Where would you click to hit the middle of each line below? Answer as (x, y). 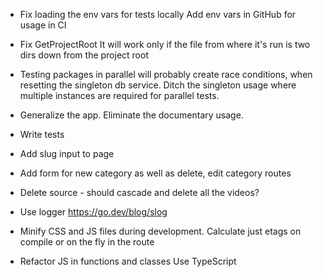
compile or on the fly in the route (87, 242)
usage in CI (43, 25)
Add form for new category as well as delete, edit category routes (155, 173)
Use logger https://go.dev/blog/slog (93, 212)
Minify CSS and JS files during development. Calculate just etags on (160, 231)
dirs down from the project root (84, 55)
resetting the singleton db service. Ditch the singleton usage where (158, 85)
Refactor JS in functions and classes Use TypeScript (128, 261)
